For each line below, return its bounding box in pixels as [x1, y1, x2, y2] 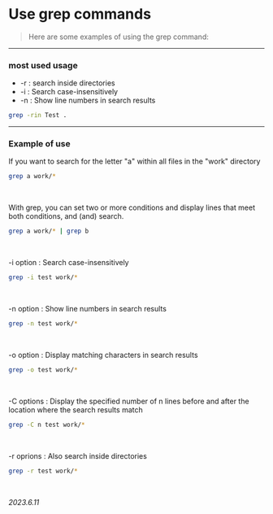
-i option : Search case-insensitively [8, 258, 129, 268]
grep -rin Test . [8, 111, 67, 120]
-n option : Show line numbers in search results [8, 304, 167, 314]
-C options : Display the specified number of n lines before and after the [8, 396, 249, 406]
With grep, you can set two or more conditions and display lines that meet [8, 203, 256, 212]
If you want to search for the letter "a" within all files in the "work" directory [8, 156, 261, 167]
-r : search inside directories [19, 78, 115, 88]
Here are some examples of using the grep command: [28, 32, 209, 41]
